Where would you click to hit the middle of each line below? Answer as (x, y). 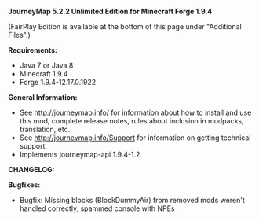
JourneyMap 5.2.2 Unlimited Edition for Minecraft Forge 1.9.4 (110, 11)
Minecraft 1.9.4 (44, 74)
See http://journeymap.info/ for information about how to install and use (135, 112)
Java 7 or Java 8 (46, 65)
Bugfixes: (24, 185)
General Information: (43, 97)
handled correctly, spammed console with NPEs (97, 208)
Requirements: (33, 50)
